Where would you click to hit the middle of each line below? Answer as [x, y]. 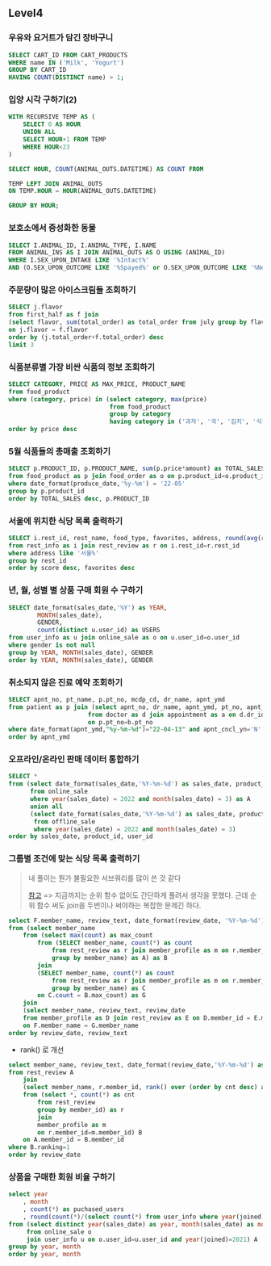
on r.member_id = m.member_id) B [90, 1132]
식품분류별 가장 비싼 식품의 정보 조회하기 [82, 367]
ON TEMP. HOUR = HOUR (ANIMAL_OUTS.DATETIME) [83, 191]
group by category [140, 414]
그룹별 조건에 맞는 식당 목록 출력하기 [74, 859]
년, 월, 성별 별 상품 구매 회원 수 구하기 [76, 590]
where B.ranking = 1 [39, 1147]
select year [28, 1194]
